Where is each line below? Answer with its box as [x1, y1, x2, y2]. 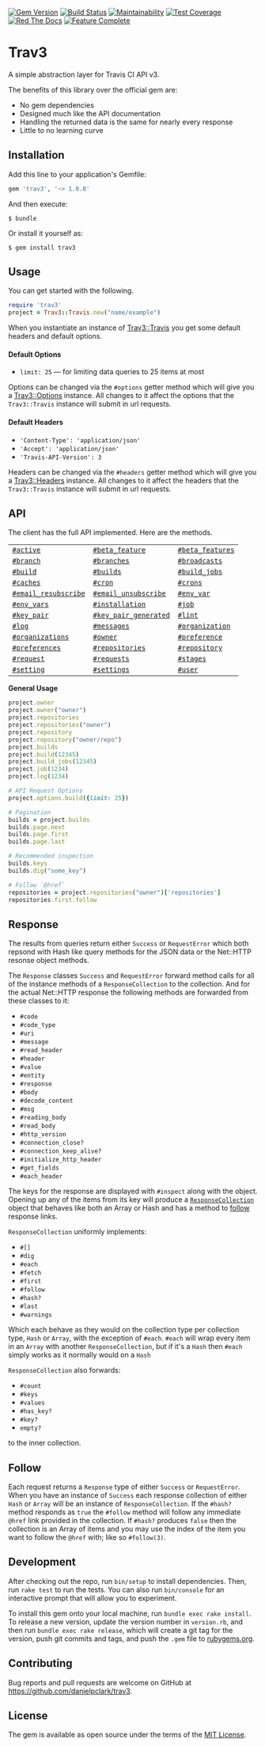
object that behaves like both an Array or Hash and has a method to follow [8, 1203, 250, 1213]
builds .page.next [8, 823, 66, 831]
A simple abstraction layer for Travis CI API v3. [8, 70, 160, 79]
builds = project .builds [8, 816, 90, 824]
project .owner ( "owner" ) [8, 707, 87, 714]
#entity [19, 1072, 45, 1080]
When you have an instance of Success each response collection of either [8, 1491, 248, 1500]
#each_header [19, 1173, 63, 1180]
